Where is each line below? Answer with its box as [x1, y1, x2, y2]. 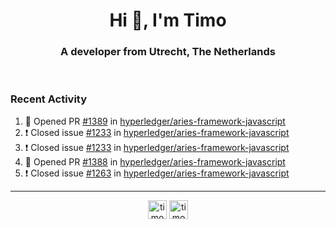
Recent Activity [10, 92, 88, 106]
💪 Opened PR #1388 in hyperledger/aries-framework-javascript [24, 155, 286, 168]
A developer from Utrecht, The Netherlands [60, 45, 276, 59]
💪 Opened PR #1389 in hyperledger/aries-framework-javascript [24, 115, 286, 127]
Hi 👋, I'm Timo [109, 9, 227, 32]
